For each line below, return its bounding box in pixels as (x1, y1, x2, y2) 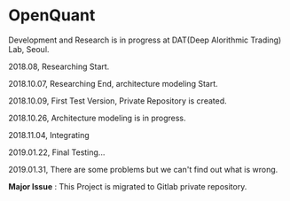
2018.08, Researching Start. (8, 61, 110, 72)
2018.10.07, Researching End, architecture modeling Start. (8, 78, 218, 89)
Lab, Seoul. (8, 43, 50, 54)
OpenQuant (8, 5, 96, 26)
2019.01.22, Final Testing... (8, 147, 106, 158)
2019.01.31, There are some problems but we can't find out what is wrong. (8, 164, 278, 174)
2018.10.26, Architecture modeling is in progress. (8, 112, 187, 123)
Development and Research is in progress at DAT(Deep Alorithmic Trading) (8, 35, 282, 45)
